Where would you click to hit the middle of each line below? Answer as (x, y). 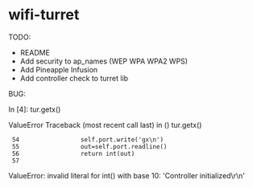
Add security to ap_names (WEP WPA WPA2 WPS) (104, 61)
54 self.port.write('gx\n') (87, 139)
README (35, 52)
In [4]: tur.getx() (35, 109)
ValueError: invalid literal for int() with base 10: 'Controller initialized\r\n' (127, 175)
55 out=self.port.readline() (89, 146)
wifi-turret (44, 15)
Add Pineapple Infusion (59, 69)
